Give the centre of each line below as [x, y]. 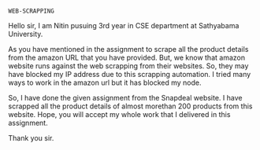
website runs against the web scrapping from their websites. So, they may [128, 66]
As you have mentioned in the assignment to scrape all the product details [128, 49]
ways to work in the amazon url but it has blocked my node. [105, 82]
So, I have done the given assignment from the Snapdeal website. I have [125, 98]
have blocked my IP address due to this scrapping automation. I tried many [130, 74]
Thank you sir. [31, 138]
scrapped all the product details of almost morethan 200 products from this [130, 106]
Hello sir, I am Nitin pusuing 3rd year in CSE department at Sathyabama [124, 26]
